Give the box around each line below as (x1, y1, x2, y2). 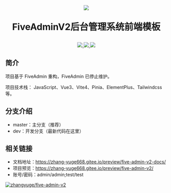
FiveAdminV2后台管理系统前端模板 (12, 21, 161, 33)
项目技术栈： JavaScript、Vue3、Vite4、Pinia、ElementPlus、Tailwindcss (5, 84, 162, 90)
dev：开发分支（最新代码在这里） (12, 128, 84, 134)
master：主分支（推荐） (12, 121, 64, 127)
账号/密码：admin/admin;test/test (12, 171, 84, 178)
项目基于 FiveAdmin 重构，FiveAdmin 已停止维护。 (5, 73, 112, 79)
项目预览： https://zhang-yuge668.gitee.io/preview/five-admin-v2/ (12, 165, 154, 171)
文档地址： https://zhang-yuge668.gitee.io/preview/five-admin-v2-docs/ (12, 159, 166, 165)
